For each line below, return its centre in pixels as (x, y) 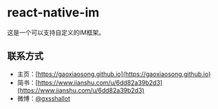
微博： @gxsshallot (44, 98)
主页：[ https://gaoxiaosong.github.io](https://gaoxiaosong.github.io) (114, 74)
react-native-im (53, 13)
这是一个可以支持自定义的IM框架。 (56, 32)
